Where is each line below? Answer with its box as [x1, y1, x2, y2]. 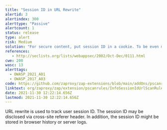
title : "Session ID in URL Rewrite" [5, 7, 81, 12]
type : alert [5, 35, 30, 40]
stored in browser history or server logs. [5, 119, 88, 125]
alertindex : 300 [5, 16, 39, 21]
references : [5, 49, 30, 54]
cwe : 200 [5, 58, 23, 63]
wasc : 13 [5, 63, 23, 67]
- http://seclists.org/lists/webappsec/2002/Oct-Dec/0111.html [11, 53, 146, 59]
